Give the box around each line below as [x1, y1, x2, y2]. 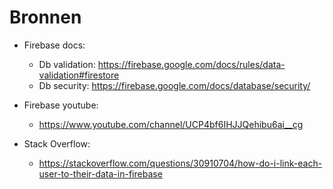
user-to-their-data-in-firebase [38, 167, 163, 180]
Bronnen [9, 6, 82, 29]
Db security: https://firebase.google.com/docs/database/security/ [38, 79, 311, 91]
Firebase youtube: [23, 99, 99, 111]
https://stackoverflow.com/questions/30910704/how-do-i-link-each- [38, 157, 323, 169]
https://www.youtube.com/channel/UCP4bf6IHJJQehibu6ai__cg [38, 118, 304, 130]
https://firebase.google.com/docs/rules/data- [97, 58, 286, 70]
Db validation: [38, 58, 96, 70]
